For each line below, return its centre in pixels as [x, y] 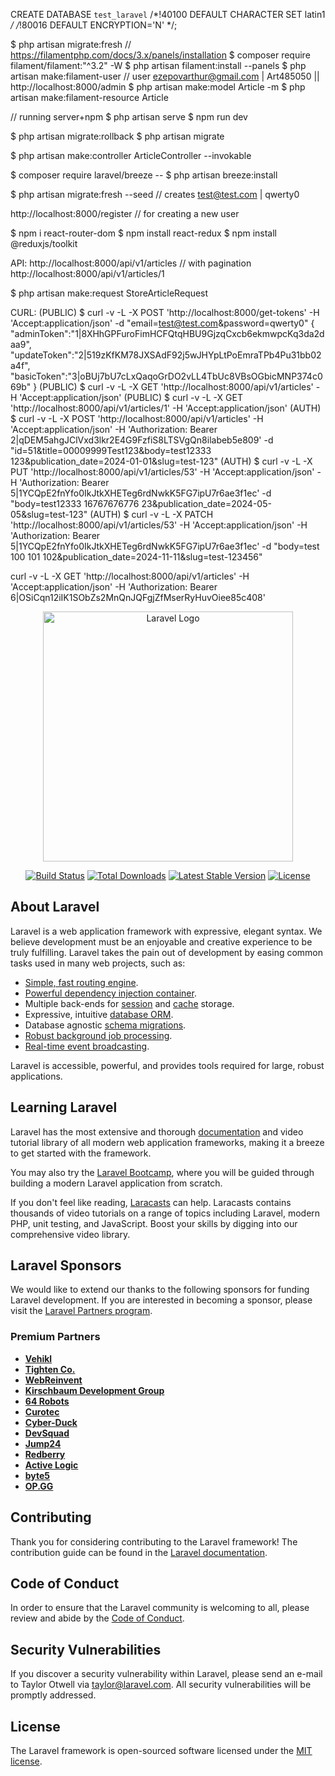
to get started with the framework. [81, 1153]
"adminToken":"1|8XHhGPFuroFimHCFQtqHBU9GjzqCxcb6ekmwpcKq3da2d [167, 333]
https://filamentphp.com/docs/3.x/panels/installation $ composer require [160, 55]
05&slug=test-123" [49, 514]
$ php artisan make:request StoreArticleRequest [109, 293]
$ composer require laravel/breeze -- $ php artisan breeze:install [144, 175]
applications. [36, 1076]
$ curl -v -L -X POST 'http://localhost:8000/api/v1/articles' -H [137, 418]
